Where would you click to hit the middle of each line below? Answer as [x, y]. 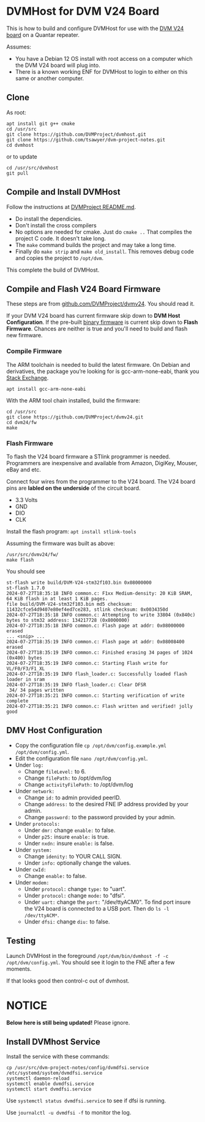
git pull [17, 173]
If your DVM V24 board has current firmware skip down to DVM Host [93, 316]
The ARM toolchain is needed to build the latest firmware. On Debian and [98, 364]
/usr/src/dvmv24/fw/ [33, 554]
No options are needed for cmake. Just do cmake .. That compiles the [103, 232]
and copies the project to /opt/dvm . [59, 258]
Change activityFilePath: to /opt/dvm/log [79, 784]
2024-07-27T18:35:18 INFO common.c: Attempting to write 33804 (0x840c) [101, 615]
